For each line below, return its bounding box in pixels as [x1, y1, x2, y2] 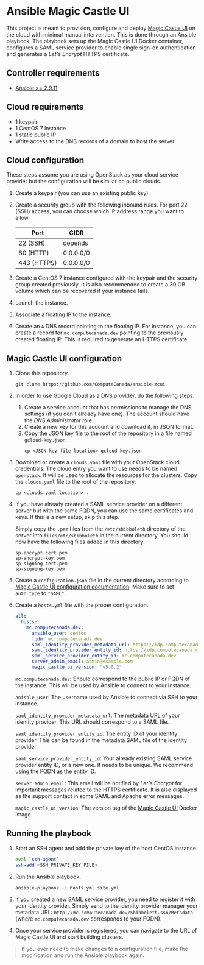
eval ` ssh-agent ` [15, 856, 60, 863]
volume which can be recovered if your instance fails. [15, 288, 150, 295]
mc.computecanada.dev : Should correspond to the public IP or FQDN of [15, 675, 191, 682]
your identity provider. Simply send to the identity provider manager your [15, 902, 198, 910]
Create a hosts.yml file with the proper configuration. [15, 601, 149, 609]
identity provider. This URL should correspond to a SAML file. [15, 718, 169, 726]
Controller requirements [6, 68, 100, 79]
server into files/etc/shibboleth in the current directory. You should [15, 532, 189, 539]
